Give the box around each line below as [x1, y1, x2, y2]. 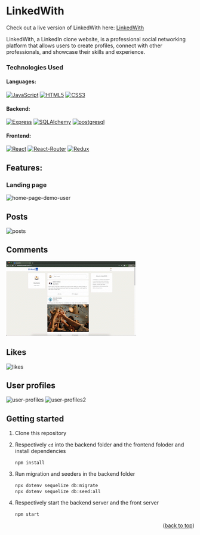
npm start [14, 512, 40, 518]
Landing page [6, 181, 47, 189]
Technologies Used [6, 63, 64, 71]
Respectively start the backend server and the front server [14, 499, 159, 506]
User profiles [6, 380, 56, 390]
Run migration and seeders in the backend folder [14, 470, 136, 478]
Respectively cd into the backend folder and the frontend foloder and [14, 441, 184, 448]
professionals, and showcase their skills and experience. [6, 48, 146, 55]
